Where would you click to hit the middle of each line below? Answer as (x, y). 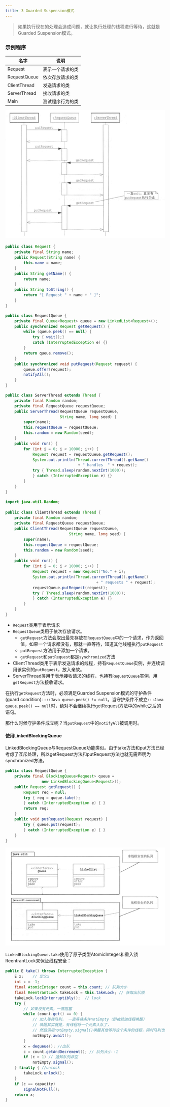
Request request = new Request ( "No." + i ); (79, 572)
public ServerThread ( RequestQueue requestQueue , (67, 411)
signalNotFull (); (42, 1089)
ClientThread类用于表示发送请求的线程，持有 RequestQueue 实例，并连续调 (89, 663)
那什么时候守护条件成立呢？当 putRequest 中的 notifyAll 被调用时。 (74, 723)
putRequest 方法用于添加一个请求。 (56, 650)
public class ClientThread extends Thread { (53, 513)
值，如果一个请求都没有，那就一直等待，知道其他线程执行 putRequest (92, 644)
